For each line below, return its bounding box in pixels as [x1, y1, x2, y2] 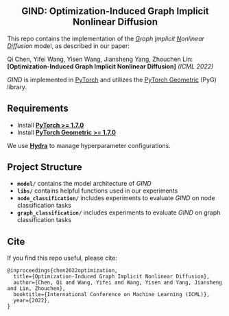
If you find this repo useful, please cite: [7, 254, 118, 263]
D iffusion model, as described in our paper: [7, 41, 130, 50]
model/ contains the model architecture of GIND [16, 180, 152, 188]
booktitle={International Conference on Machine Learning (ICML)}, [13, 291, 210, 298]
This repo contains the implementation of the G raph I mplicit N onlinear [7, 34, 204, 42]
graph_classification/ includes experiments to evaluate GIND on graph [16, 208, 221, 217]
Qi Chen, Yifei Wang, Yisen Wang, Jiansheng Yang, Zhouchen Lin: [7, 55, 193, 63]
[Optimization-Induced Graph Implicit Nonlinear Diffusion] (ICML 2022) [7, 62, 214, 71]
